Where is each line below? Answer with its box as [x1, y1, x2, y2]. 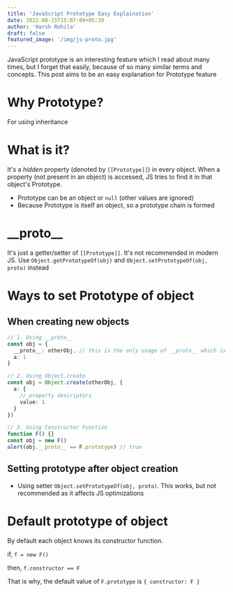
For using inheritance [7, 118, 68, 126]
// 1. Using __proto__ [7, 334, 73, 341]
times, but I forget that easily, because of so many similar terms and [7, 63, 202, 71]
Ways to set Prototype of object [7, 288, 195, 304]
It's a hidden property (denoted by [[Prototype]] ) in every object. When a [7, 165, 220, 173]
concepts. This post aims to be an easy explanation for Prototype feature [7, 71, 217, 79]
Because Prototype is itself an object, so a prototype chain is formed [17, 201, 215, 209]
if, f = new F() [7, 549, 49, 558]
